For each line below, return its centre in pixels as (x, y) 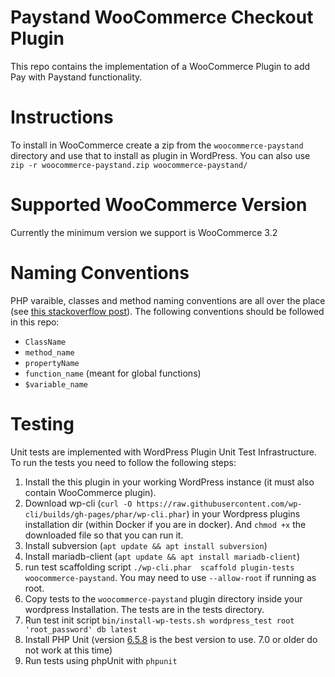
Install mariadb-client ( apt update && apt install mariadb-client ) (162, 556)
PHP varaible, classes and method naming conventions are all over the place (168, 300)
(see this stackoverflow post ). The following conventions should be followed (167, 311)
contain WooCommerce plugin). (90, 492)
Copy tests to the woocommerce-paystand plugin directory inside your (163, 598)
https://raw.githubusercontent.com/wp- (219, 504)
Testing (42, 423)
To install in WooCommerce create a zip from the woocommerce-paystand (157, 145)
